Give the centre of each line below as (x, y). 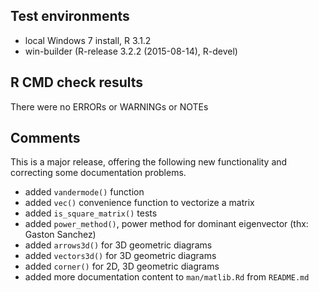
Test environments (70, 16)
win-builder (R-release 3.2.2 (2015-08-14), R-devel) (131, 51)
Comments (45, 138)
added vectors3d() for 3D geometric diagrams (120, 256)
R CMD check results (77, 82)
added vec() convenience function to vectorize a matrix (139, 203)
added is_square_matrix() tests (91, 213)
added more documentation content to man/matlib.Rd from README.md (167, 277)
